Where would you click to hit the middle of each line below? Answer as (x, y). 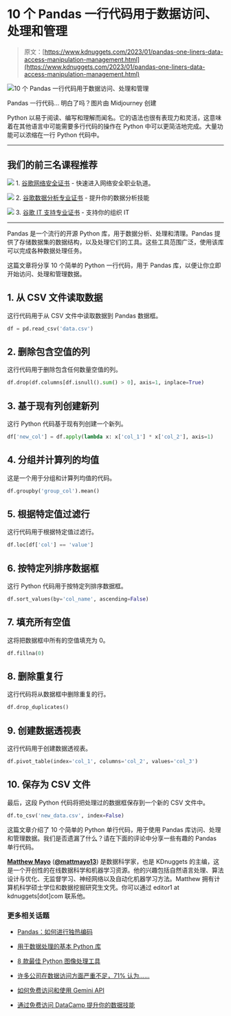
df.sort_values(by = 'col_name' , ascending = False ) (78, 599)
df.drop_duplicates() (38, 707)
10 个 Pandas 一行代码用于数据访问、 (112, 14)
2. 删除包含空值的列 (49, 352)
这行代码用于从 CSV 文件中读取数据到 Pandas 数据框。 (85, 315)
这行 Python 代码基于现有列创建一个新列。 (67, 424)
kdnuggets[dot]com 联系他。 (48, 895)
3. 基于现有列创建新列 (53, 406)
